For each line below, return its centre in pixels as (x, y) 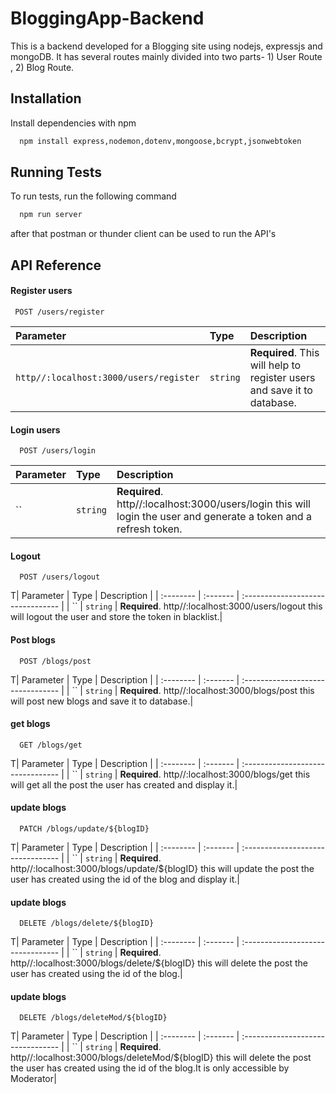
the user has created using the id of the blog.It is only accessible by (150, 1068)
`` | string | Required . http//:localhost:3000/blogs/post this (193, 690)
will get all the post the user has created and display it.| (124, 784)
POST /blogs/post (55, 661)
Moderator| (33, 1079)
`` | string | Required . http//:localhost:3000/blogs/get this (191, 774)
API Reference (56, 265)
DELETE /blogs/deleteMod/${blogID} (93, 1018)
